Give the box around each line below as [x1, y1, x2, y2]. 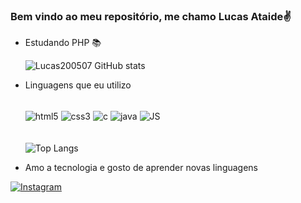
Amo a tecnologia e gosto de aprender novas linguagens [24, 161, 259, 173]
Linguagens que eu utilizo [24, 79, 132, 91]
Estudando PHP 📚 [24, 37, 102, 49]
